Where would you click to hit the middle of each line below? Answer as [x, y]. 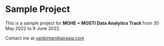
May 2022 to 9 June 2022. [33, 28]
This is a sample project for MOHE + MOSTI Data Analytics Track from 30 [82, 23]
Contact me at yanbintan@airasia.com [45, 38]
